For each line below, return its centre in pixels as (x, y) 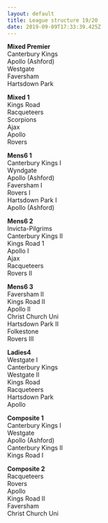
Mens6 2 (20, 221)
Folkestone (23, 332)
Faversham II (25, 294)
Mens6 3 (20, 287)
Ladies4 (19, 353)
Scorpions (22, 120)
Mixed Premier (29, 47)
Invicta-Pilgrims (30, 229)
